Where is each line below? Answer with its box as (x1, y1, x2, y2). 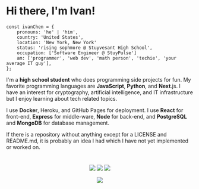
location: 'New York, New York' (17, 39, 97, 45)
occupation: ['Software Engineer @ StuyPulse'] (17, 49, 137, 56)
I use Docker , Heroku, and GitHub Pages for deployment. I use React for (6, 106, 184, 114)
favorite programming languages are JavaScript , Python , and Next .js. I (6, 82, 181, 89)
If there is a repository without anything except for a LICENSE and (6, 131, 168, 138)
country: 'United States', (17, 34, 84, 40)
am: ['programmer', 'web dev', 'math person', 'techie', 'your (17, 55, 177, 61)
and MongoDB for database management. (6, 119, 110, 126)
